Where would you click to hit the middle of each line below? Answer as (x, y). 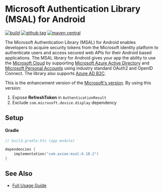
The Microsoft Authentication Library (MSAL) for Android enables (71, 42)
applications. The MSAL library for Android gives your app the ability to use (80, 58)
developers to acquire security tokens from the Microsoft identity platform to (82, 47)
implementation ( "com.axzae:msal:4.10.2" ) (56, 154)
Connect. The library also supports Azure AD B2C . (55, 73)
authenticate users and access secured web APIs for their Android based (78, 53)
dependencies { (20, 150)
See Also (19, 174)
